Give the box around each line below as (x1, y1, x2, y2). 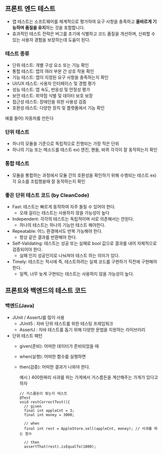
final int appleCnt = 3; (23, 408, 75, 413)
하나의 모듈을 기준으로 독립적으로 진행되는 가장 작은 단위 (12, 141, 120, 146)
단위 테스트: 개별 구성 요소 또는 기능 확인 (12, 62, 89, 68)
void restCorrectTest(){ (19, 399, 70, 404)
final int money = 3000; (23, 412, 75, 417)
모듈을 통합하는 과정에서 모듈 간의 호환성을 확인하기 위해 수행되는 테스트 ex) (12, 172, 157, 178)
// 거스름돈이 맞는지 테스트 (19, 391, 67, 396)
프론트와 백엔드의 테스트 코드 (5, 287, 87, 295)
